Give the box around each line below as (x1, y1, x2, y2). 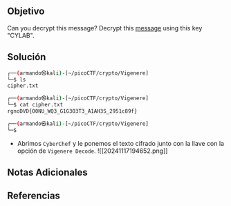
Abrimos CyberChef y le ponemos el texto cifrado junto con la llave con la (17, 139, 225, 147)
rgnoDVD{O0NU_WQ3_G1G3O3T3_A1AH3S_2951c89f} (7, 108, 138, 115)
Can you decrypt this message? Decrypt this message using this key (7, 24, 203, 32)
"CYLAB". (7, 31, 35, 39)
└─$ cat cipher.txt (7, 102, 64, 109)
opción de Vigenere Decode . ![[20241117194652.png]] (17, 147, 168, 155)
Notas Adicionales (7, 167, 88, 178)
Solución (7, 51, 46, 63)
